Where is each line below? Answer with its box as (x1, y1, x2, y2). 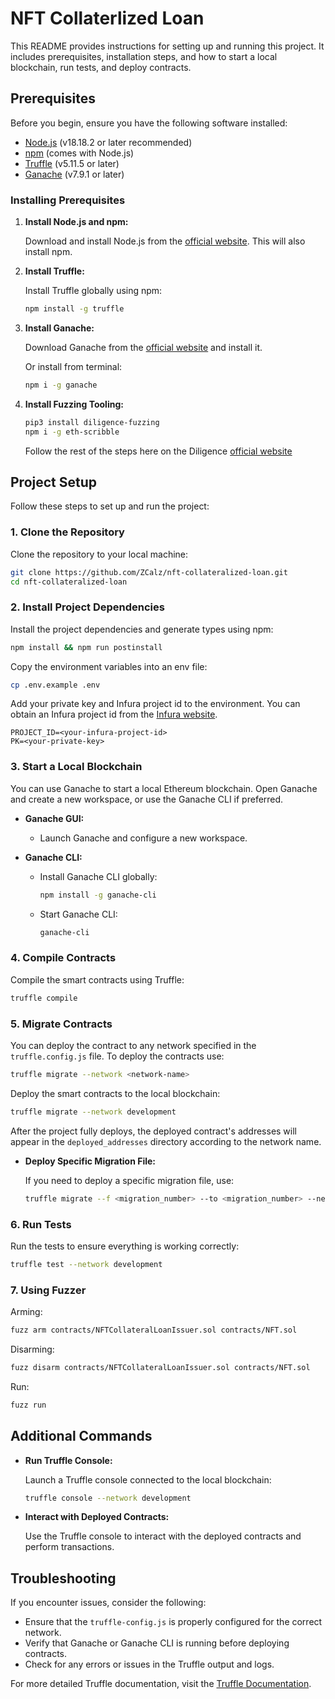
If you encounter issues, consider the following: (10, 1597, 207, 1609)
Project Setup (10, 473, 98, 491)
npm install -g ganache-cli (39, 890, 157, 900)
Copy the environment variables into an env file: (10, 660, 208, 672)
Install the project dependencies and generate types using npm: (10, 623, 274, 635)
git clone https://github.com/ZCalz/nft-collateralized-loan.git (10, 567, 288, 577)
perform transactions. (24, 1541, 115, 1553)
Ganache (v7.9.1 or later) (24, 168, 125, 180)
